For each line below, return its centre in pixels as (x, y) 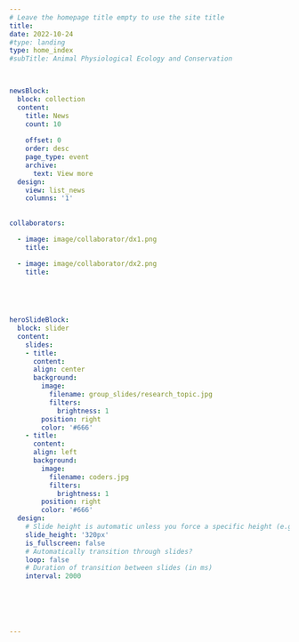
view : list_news (56, 190)
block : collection (52, 99)
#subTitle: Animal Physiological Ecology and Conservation (121, 59)
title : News (47, 116)
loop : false (47, 560)
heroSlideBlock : (39, 320)
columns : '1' (49, 198)
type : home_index (41, 51)
